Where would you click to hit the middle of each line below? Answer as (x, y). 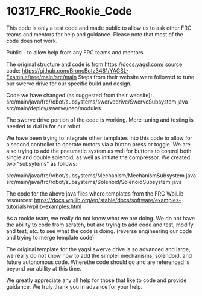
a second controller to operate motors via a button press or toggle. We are (99, 144)
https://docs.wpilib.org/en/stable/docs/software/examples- (108, 200)
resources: (20, 200)
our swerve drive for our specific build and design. (69, 84)
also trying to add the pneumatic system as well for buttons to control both (99, 151)
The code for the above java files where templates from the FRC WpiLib (95, 193)
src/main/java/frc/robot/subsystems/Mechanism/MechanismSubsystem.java (101, 175)
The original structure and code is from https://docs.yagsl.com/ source (94, 64)
